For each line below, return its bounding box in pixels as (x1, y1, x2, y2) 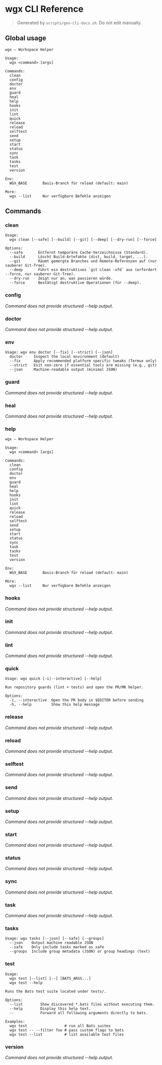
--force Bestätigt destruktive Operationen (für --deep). (9, 280, 141, 285)
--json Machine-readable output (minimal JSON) (9, 367, 118, 372)
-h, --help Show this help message (9, 702, 100, 707)
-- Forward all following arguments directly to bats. (9, 1010, 148, 1015)
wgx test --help (9, 980, 43, 985)
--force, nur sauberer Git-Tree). (5, 272, 76, 277)
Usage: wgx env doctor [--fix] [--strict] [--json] (5, 350, 113, 355)
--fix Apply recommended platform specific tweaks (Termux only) (9, 359, 157, 364)
